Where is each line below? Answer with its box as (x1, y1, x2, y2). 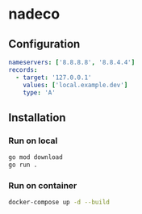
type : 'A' (23, 88, 56, 97)
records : (8, 65, 38, 73)
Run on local (8, 135, 58, 146)
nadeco (8, 5, 61, 23)
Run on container (8, 179, 77, 191)
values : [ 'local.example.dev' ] (23, 81, 128, 89)
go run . (8, 161, 38, 169)
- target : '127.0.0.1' (15, 73, 92, 82)
